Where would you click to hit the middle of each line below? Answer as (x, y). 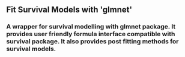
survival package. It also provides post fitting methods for (92, 42)
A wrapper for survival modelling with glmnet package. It (91, 27)
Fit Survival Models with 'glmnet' (69, 10)
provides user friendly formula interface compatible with (91, 34)
